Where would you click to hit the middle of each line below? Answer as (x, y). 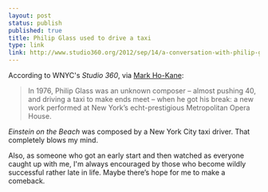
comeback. (27, 181)
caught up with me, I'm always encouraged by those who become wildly (127, 164)
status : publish (35, 23)
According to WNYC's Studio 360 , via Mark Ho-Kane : (96, 75)
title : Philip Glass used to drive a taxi (80, 38)
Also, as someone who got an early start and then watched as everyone (126, 155)
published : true (35, 30)
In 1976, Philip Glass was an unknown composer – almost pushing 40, (142, 91)
